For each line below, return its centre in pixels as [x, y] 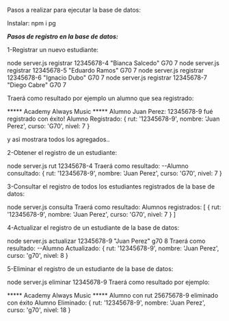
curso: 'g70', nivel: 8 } [38, 255]
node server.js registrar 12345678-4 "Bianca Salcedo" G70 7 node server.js [113, 63]
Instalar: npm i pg [31, 23]
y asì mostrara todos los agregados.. [58, 139]
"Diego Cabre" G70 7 [37, 85]
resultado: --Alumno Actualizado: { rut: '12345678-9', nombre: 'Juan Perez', [113, 248]
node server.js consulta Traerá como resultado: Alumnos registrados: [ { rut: [114, 207]
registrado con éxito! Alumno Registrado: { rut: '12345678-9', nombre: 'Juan [113, 119]
